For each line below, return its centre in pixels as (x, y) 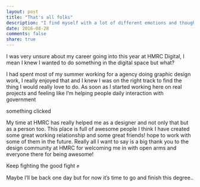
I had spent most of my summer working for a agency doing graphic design (99, 74)
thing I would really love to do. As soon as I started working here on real (94, 87)
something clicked (29, 111)
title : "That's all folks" (40, 17)
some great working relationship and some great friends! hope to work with (99, 135)
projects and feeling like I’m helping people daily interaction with (85, 93)
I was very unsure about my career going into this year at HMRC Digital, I (95, 56)
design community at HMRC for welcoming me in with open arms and (91, 148)
